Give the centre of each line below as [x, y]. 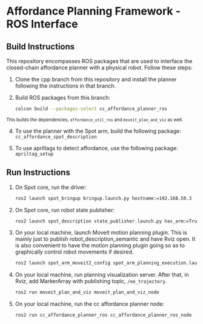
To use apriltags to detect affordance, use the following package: [96, 148]
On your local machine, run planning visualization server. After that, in [102, 275]
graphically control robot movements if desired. [74, 252]
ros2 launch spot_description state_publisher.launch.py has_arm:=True [107, 221]
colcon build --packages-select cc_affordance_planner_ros [91, 109]
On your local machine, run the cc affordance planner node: [90, 304]
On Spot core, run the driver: [51, 187]
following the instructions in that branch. [65, 86]
